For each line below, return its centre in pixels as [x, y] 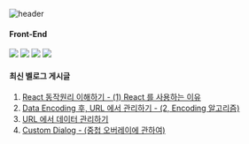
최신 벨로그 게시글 [40, 76]
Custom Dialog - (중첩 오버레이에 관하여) [93, 130]
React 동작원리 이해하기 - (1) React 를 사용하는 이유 [111, 97]
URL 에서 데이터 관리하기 [65, 119]
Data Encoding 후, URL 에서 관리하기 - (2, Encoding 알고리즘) [131, 108]
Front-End [28, 34]
